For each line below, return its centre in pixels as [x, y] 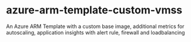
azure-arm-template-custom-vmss [94, 10]
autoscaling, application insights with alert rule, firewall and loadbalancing [95, 32]
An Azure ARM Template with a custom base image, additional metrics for [95, 26]
